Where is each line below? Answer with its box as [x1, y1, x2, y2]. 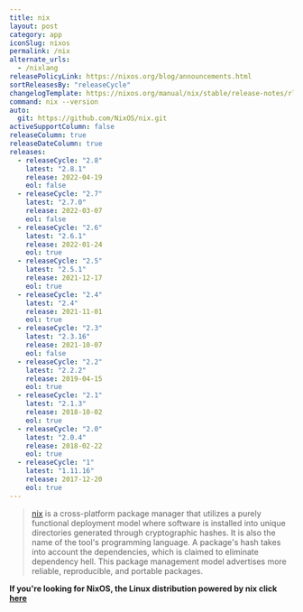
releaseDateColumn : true [9, 139, 103, 148]
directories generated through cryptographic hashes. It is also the [31, 527, 277, 538]
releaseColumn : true [9, 131, 87, 140]
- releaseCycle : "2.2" [17, 357, 103, 366]
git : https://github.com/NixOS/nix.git [17, 114, 168, 123]
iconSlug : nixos [9, 38, 70, 48]
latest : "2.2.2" [25, 366, 87, 375]
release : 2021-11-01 [25, 307, 103, 316]
